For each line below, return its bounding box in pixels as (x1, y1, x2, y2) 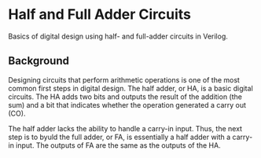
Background (8, 54, 69, 68)
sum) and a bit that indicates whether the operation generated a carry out (8, 100, 246, 109)
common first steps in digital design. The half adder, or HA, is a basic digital (8, 83, 253, 93)
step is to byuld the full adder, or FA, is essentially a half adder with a (8, 132, 231, 141)
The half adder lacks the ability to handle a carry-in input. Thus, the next (8, 123, 242, 133)
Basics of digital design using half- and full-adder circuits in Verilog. (8, 31, 228, 41)
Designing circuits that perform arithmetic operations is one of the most (8, 75, 240, 84)
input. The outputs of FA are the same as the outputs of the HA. (15, 140, 222, 150)
